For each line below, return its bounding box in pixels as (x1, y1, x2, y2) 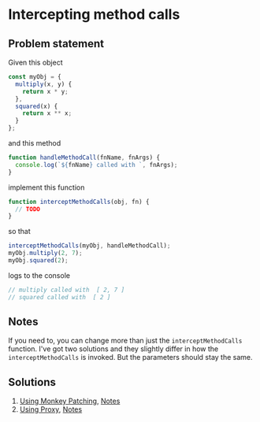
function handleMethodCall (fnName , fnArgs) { (8, 154, 160, 161)
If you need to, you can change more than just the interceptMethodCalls (8, 336, 243, 346)
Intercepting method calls (8, 6, 180, 24)
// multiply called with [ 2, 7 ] (8, 286, 125, 294)
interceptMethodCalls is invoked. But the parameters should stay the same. (8, 353, 254, 362)
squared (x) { (15, 102, 58, 110)
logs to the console (8, 270, 71, 280)
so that (8, 227, 32, 236)
